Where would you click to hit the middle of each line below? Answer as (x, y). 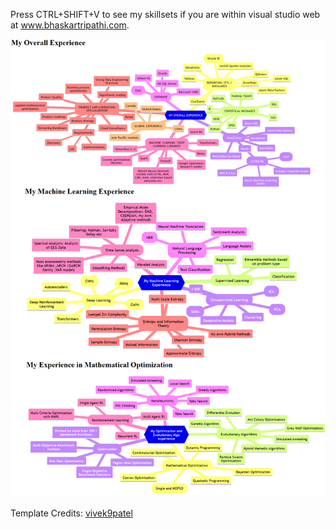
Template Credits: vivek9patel (71, 513)
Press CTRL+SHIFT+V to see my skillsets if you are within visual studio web (165, 14)
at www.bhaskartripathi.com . (70, 25)
